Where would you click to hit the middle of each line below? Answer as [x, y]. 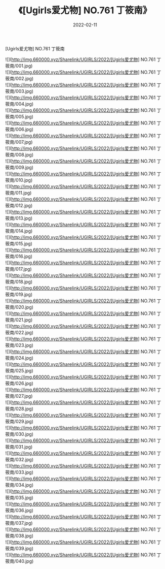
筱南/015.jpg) [19, 243]
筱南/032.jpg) [19, 459]
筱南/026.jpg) [19, 383]
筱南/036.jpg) [19, 510]
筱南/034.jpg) [19, 485]
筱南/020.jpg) [19, 307]
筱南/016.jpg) [19, 256]
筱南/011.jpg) [18, 193]
